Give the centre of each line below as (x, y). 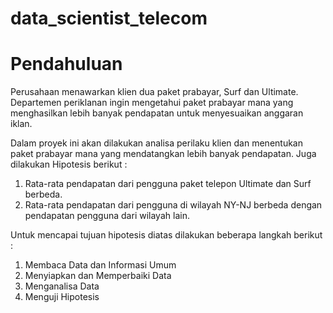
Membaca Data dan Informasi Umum (100, 265)
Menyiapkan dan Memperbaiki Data (98, 276)
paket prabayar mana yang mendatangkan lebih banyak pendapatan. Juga (163, 154)
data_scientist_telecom (109, 18)
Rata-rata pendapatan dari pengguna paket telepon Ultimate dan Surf (168, 184)
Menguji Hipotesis (62, 297)
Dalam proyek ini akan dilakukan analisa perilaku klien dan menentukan (156, 143)
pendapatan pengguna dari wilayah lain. (107, 216)
